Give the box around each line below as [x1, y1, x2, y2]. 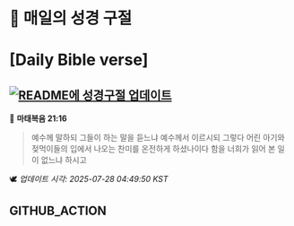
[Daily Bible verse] [9, 50, 149, 70]
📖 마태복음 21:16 [9, 113, 67, 124]
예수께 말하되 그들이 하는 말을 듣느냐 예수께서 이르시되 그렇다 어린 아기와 [30, 132, 285, 143]
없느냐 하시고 [40, 154, 87, 166]
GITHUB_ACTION [9, 203, 108, 218]
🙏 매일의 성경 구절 [9, 8, 133, 29]
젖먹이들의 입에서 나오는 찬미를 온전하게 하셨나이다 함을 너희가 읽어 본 [30, 143, 276, 154]
